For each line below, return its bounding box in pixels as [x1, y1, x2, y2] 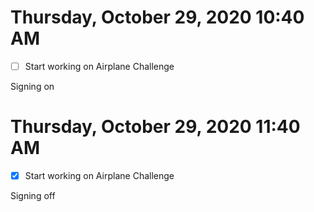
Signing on [10, 81, 55, 92]
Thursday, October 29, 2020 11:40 [10, 116, 301, 138]
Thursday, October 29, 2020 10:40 [10, 6, 305, 29]
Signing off [10, 190, 56, 201]
